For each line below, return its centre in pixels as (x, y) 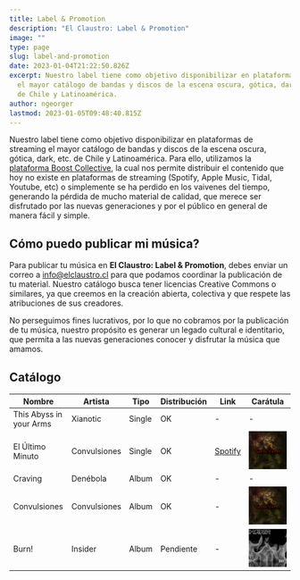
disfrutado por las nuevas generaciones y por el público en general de (138, 206)
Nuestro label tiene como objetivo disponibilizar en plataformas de (131, 139)
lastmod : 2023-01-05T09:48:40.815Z (75, 113)
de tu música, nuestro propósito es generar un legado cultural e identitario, (147, 330)
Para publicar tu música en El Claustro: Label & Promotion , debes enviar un (149, 265)
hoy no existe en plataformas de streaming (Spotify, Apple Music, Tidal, (141, 178)
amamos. (26, 349)
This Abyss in (37, 414)
